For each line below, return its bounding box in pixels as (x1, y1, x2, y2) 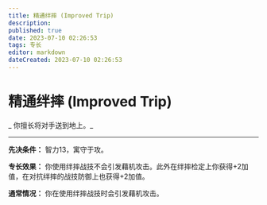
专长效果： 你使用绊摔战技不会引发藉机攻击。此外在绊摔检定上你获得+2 (8, 161, 242, 171)
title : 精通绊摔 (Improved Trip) (8, 11, 114, 20)
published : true (8, 26, 62, 34)
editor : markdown (8, 48, 66, 56)
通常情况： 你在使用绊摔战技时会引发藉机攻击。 (8, 188, 164, 198)
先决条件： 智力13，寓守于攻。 (8, 145, 109, 154)
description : (8, 19, 52, 27)
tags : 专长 (8, 41, 42, 49)
